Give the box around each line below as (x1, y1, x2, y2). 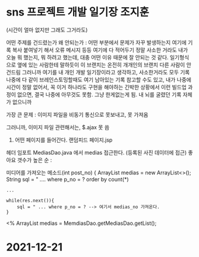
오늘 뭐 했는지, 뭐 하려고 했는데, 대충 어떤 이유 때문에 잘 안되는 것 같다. (6, 54, 169, 61)
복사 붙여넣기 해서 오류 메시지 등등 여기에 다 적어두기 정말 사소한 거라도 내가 (12, 46, 188, 54)
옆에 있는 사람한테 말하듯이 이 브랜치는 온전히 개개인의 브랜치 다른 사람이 (17, 61, 185, 68)
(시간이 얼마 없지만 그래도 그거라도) (6, 26, 88, 33)
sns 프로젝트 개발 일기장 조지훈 (6, 5, 150, 19)
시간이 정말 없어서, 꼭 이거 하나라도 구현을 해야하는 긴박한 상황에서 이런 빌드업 (6, 83, 187, 90)
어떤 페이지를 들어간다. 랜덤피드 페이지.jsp (14, 136, 113, 143)
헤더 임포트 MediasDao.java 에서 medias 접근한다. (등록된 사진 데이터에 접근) (6, 149, 187, 156)
